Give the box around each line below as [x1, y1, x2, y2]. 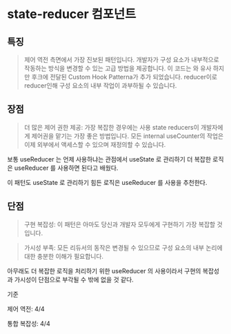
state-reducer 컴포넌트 [7, 6, 137, 22]
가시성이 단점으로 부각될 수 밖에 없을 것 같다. [14, 275, 134, 284]
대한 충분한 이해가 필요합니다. [23, 252, 104, 260]
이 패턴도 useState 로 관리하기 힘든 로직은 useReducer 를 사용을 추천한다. [7, 178, 208, 186]
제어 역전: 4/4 [7, 304, 45, 313]
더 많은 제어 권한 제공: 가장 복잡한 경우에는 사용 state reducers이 [23, 123, 200, 131]
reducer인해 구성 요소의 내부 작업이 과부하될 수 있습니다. [23, 81, 177, 90]
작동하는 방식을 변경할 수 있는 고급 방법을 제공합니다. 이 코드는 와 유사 [23, 64, 212, 72]
